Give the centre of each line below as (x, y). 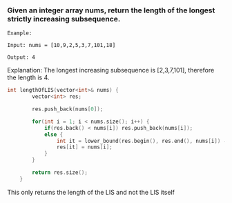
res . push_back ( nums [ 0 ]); (68, 109)
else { (54, 134)
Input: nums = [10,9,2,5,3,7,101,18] (61, 46)
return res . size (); (60, 173)
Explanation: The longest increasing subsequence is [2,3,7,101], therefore (111, 70)
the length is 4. (28, 77)
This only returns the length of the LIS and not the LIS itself (91, 192)
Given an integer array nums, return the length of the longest (111, 10)
